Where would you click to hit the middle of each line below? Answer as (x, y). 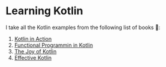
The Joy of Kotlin (35, 51)
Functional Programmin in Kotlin (54, 45)
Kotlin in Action (33, 39)
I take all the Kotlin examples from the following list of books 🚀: (83, 27)
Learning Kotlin (44, 11)
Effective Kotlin (33, 58)
